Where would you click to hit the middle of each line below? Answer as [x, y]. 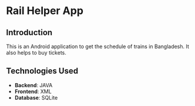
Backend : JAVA [33, 85]
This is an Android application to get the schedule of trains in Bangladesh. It [98, 46]
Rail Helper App [45, 11]
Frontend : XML [33, 91]
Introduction [29, 33]
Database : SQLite [36, 97]
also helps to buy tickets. [36, 53]
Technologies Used [42, 71]
